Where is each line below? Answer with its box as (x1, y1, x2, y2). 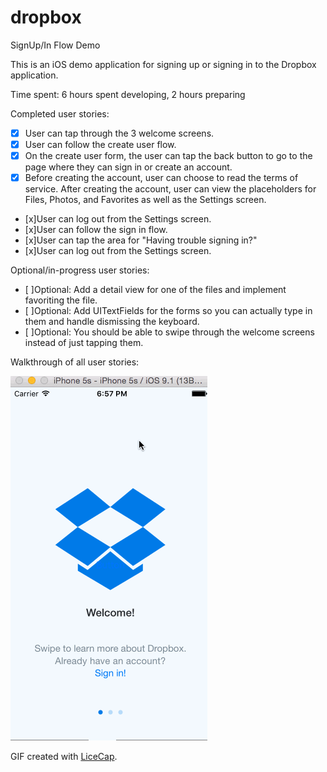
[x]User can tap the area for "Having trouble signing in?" (24, 234, 258, 246)
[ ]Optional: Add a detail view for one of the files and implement (24, 284, 287, 296)
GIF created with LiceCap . (10, 751, 118, 763)
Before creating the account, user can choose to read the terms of (24, 172, 299, 184)
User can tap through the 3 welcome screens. (24, 127, 215, 139)
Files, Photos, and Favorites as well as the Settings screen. (24, 194, 267, 206)
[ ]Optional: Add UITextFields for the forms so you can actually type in (24, 305, 313, 317)
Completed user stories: (10, 107, 110, 120)
